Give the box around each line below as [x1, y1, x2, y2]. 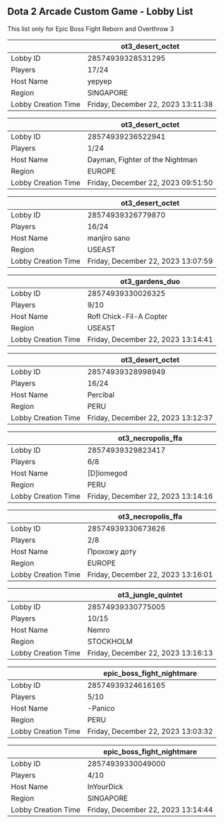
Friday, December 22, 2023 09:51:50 [87, 177, 213, 187]
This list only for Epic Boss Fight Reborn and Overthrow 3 [7, 24, 175, 33]
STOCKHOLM [87, 636, 133, 646]
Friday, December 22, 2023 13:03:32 [87, 726, 213, 736]
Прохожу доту [87, 546, 136, 556]
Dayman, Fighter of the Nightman [87, 154, 198, 164]
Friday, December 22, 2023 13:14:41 [87, 334, 213, 344]
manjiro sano [87, 233, 131, 243]
